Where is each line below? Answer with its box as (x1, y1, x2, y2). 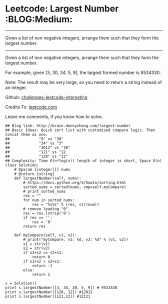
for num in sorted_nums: (23, 197, 75, 202)
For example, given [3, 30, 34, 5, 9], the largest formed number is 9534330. (5, 69, 161, 75)
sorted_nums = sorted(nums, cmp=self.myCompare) (23, 184, 126, 189)
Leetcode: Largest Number (5, 3, 119, 14)
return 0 (31, 254, 50, 259)
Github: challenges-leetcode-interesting (5, 94, 87, 100)
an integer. (5, 84, 27, 90)
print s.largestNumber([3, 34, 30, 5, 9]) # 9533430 (5, 285, 117, 290)
